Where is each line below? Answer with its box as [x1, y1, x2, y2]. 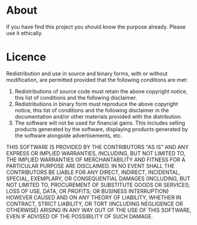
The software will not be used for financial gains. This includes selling [14, 119, 186, 126]
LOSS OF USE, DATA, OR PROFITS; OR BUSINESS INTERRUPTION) [6, 188, 169, 195]
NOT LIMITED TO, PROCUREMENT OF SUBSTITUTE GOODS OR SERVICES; [6, 181, 190, 188]
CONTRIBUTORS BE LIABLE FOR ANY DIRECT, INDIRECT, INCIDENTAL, [6, 169, 181, 176]
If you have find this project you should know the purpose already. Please [6, 23, 186, 30]
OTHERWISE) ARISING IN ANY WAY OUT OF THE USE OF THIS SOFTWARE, [6, 206, 192, 214]
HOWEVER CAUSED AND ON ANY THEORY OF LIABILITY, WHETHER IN [6, 194, 182, 201]
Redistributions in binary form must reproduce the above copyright [14, 100, 178, 107]
